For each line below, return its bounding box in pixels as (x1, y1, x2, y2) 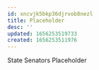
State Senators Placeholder (7, 56, 87, 64)
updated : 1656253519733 (7, 30, 78, 37)
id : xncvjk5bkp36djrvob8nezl (7, 10, 93, 18)
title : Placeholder (7, 17, 65, 24)
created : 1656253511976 (7, 37, 78, 44)
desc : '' (7, 23, 33, 30)
